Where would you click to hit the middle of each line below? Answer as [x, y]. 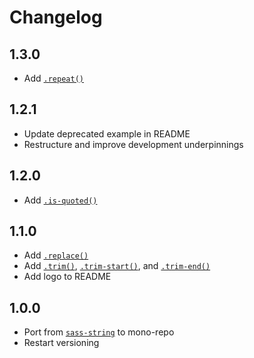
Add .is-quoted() [60, 200]
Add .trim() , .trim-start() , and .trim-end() [117, 266]
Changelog [56, 17]
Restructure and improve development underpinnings [133, 144]
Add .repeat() [53, 78]
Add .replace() [56, 255]
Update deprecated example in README [107, 133]
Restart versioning [61, 343]
